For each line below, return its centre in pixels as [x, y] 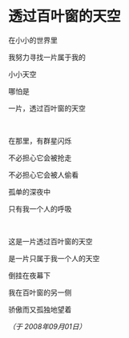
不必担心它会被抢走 [40, 158]
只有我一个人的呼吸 [40, 208]
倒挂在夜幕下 [29, 275]
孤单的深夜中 [29, 191]
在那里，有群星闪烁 [40, 140]
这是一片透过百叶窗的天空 [50, 241]
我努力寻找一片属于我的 [47, 57]
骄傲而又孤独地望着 [40, 309]
